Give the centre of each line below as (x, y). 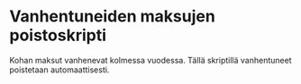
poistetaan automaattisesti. (59, 70)
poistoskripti (58, 35)
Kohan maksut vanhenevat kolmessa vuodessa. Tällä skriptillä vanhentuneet (150, 60)
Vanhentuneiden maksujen (113, 17)
